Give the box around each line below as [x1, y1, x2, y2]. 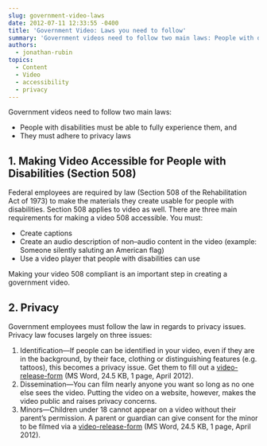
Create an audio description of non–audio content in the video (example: [19, 237, 257, 246]
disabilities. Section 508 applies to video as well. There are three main [8, 204, 238, 215]
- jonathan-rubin [15, 48, 73, 56]
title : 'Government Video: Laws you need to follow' [8, 26, 187, 34]
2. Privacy [8, 301, 60, 314]
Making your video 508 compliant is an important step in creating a [8, 270, 228, 279]
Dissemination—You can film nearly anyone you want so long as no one [19, 379, 254, 389]
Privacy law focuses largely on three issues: [8, 331, 153, 339]
